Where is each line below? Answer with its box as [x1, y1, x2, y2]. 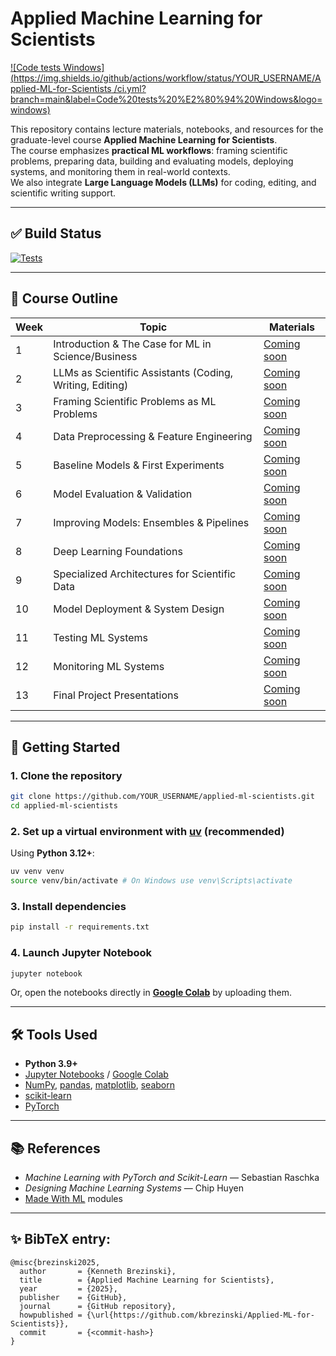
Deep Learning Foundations [53, 544, 183, 558]
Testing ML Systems [53, 630, 149, 644]
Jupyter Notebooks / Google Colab [24, 1068, 169, 1081]
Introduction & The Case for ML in [53, 337, 212, 351]
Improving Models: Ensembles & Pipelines [53, 515, 250, 529]
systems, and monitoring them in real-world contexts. [10, 165, 231, 177]
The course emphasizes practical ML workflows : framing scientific [10, 144, 288, 156]
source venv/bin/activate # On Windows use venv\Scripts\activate [10, 876, 293, 886]
